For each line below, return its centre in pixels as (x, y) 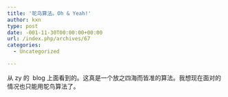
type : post (23, 26)
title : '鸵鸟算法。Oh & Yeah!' (49, 13)
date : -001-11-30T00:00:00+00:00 (55, 32)
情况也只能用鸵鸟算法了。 (43, 86)
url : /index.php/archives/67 (49, 39)
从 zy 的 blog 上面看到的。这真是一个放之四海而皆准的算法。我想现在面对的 (114, 78)
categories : (24, 45)
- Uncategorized (36, 52)
